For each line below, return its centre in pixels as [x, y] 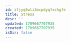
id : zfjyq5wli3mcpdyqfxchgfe [35, 10]
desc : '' [14, 19]
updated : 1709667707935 [30, 23]
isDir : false [19, 33]
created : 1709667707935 [30, 28]
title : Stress [20, 14]
